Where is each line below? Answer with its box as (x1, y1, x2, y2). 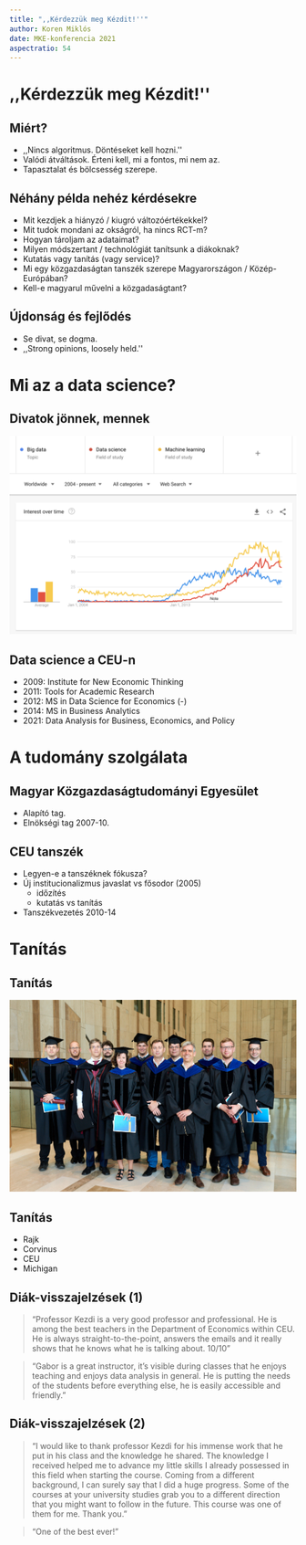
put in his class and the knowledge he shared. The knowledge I (31, 1450, 269, 1461)
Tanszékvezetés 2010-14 (22, 907, 117, 918)
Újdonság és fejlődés (9, 309, 132, 324)
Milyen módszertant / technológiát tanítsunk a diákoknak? (22, 244, 240, 255)
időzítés (36, 887, 66, 899)
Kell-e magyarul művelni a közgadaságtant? (22, 283, 187, 294)
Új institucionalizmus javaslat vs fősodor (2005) (22, 878, 202, 888)
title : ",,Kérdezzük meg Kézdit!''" (9, 15, 148, 24)
